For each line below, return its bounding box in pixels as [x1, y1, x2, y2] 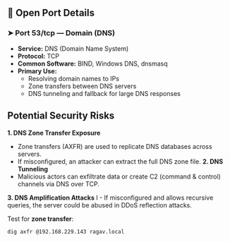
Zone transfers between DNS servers [28, 82, 137, 90]
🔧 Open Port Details [7, 7, 95, 19]
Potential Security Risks [7, 110, 115, 122]
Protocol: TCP [17, 52, 60, 60]
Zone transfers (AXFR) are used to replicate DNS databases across [17, 142, 213, 150]
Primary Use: [17, 66, 58, 75]
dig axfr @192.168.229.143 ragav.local [7, 228, 125, 235]
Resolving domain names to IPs [28, 74, 120, 83]
